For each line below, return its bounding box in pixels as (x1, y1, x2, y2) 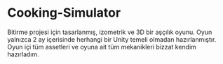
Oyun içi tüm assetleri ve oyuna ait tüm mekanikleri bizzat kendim (7, 42, 196, 51)
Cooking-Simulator (7, 5, 121, 21)
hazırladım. (7, 50, 40, 58)
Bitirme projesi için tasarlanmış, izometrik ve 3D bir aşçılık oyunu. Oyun (7, 28, 212, 36)
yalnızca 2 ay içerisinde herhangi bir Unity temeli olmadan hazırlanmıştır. (7, 35, 217, 43)
